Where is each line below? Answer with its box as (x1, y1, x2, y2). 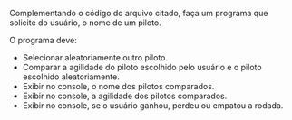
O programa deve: (9, 35, 77, 45)
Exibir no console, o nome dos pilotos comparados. (22, 81, 215, 91)
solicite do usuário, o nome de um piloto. (9, 17, 161, 28)
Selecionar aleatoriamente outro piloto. (22, 52, 169, 62)
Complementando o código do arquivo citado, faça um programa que (9, 8, 268, 18)
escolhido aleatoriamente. (22, 71, 120, 82)
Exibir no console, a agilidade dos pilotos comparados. (22, 90, 228, 101)
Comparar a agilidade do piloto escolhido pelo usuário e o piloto (22, 62, 262, 72)
